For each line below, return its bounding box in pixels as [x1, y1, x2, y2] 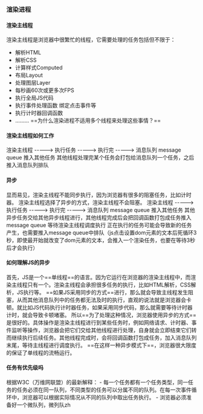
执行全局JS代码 [14, 94, 54, 102]
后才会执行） [6, 244, 38, 251]
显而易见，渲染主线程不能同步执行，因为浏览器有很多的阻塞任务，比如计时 [6, 191, 192, 198]
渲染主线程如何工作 [6, 132, 54, 139]
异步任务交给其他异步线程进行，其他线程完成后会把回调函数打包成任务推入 [6, 213, 192, 221]
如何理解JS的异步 [6, 259, 50, 267]
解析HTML [14, 49, 41, 56]
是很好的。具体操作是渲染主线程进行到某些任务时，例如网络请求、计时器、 [6, 319, 192, 326]
